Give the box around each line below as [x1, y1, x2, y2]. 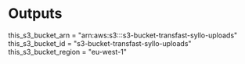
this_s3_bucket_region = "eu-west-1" [8, 47, 128, 56]
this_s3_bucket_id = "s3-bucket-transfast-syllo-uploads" [8, 38, 192, 48]
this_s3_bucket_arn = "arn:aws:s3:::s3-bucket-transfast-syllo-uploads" [8, 30, 238, 40]
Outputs [8, 5, 63, 23]
